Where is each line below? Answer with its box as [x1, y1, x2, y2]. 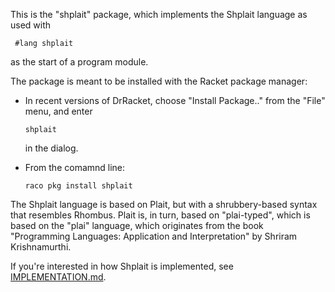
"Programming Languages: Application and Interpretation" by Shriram [10, 230, 298, 242]
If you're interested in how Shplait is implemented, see [10, 260, 234, 272]
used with [10, 19, 52, 31]
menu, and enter [24, 105, 93, 117]
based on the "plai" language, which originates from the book [10, 220, 264, 231]
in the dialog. [24, 142, 79, 154]
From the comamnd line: [24, 162, 126, 173]
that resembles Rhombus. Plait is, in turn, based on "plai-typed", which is [10, 209, 311, 221]
